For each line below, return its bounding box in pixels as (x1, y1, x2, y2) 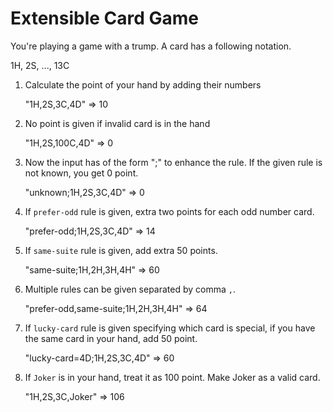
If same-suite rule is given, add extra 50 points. (24, 244, 218, 256)
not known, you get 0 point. (24, 167, 139, 179)
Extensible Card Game (10, 7, 200, 30)
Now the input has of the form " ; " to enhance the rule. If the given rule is (24, 156, 323, 168)
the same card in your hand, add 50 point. (24, 332, 198, 344)
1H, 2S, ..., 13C (10, 59, 70, 71)
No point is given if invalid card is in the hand (24, 117, 211, 129)
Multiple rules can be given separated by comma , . (24, 283, 237, 295)
